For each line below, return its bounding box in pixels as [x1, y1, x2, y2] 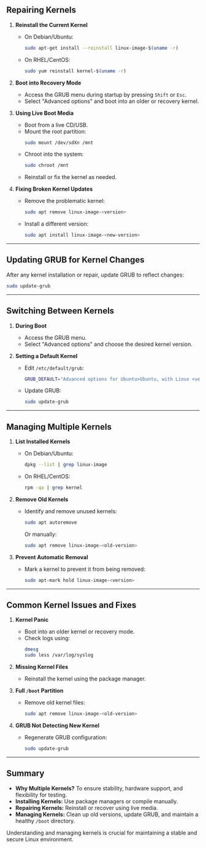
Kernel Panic [15, 616, 49, 624]
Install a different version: [24, 220, 89, 227]
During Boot [15, 322, 47, 329]
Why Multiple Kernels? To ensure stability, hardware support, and [15, 784, 183, 792]
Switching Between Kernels [6, 306, 115, 316]
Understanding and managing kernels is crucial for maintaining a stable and [6, 829, 197, 836]
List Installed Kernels [15, 438, 71, 445]
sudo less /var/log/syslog [24, 652, 94, 659]
